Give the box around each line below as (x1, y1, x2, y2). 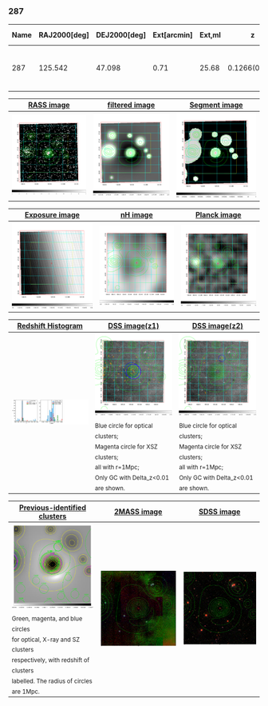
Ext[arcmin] (152, 30, 193, 40)
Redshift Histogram (17, 321, 84, 331)
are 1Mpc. (11, 688, 40, 696)
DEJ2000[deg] (95, 30, 146, 40)
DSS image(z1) (108, 321, 160, 331)
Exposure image (24, 210, 80, 220)
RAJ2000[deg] (38, 30, 89, 40)
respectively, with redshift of (11, 656, 90, 664)
